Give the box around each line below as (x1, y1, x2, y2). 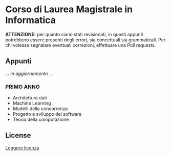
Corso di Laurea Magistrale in (5, 4, 133, 15)
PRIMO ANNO (5, 83, 40, 90)
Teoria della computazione (12, 116, 69, 123)
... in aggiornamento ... (5, 70, 54, 76)
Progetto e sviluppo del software (12, 111, 82, 117)
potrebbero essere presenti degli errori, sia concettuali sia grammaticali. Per (5, 37, 166, 43)
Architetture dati (12, 95, 47, 101)
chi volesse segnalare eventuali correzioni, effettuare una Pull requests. (5, 42, 156, 48)
